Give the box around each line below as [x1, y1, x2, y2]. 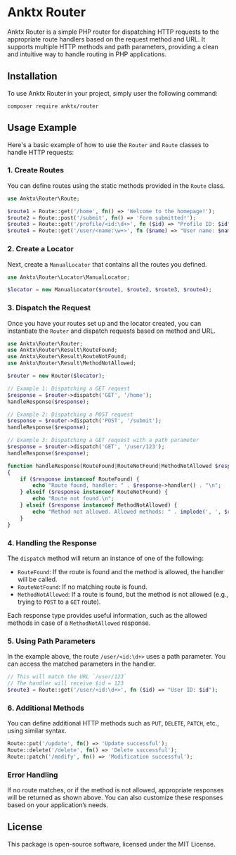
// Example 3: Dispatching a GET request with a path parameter [7, 437, 199, 444]
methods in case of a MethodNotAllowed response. [7, 619, 151, 627]
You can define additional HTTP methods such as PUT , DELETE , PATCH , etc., [7, 719, 219, 728]
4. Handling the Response [7, 538, 97, 547]
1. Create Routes [7, 165, 65, 175]
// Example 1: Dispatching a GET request [7, 385, 131, 392]
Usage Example [7, 122, 77, 134]
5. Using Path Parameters [7, 636, 96, 646]
